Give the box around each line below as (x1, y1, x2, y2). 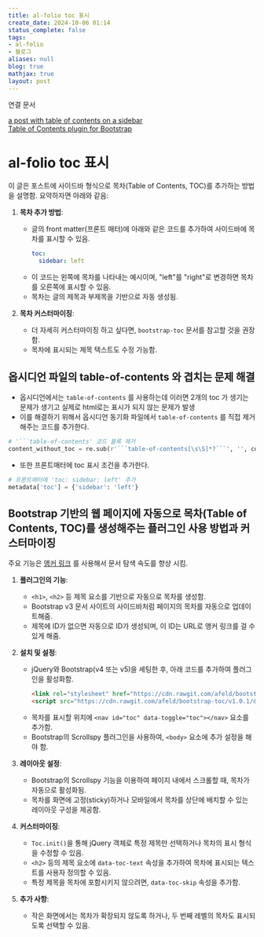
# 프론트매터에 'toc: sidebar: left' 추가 (8, 476, 136, 484)
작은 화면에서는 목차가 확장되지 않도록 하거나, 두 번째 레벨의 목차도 (31, 911, 235, 921)
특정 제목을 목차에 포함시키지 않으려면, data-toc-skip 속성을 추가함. (31, 877, 241, 888)
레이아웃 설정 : (19, 759, 62, 768)
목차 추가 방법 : (19, 207, 64, 217)
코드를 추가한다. (40, 422, 90, 431)
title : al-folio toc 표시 (8, 11, 90, 20)
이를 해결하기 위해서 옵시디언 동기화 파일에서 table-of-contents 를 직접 (19, 412, 241, 421)
